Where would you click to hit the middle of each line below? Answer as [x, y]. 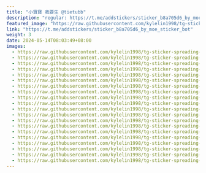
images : [16, 47]
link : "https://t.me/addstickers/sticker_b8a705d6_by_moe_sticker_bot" [100, 29]
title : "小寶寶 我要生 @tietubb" [46, 12]
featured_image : [27, 23]
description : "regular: [37, 18]
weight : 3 [19, 35]
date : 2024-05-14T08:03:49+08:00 [49, 40]
